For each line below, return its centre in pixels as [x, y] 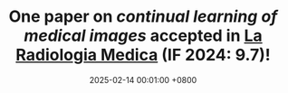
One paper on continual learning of [143, 17]
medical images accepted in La [143, 36]
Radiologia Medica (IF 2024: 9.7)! [143, 55]
